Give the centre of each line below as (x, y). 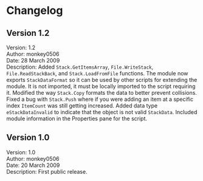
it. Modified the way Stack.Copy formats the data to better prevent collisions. (102, 93)
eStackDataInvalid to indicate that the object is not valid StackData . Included (102, 112)
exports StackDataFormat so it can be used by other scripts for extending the (102, 80)
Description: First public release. (47, 171)
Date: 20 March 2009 (33, 165)
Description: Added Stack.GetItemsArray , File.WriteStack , (80, 67)
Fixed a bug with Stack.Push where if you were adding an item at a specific (100, 99)
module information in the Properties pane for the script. (77, 118)
